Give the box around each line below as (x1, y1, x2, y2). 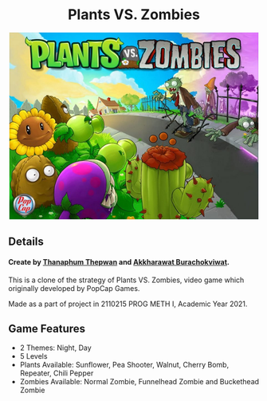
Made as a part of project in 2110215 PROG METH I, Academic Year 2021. (8, 299, 248, 309)
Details (8, 235, 44, 249)
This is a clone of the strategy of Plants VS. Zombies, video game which (8, 275, 245, 285)
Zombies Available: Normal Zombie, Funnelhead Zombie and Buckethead (19, 377, 260, 387)
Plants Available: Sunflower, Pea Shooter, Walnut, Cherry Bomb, (19, 360, 230, 370)
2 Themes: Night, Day (19, 343, 92, 352)
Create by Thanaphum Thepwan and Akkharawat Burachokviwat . (8, 257, 230, 266)
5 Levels (19, 352, 48, 361)
